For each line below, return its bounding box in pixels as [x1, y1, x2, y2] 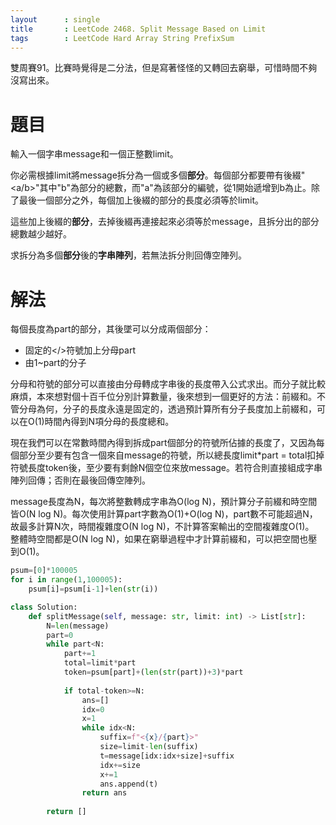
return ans [81, 788, 128, 798]
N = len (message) [46, 621, 110, 631]
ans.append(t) [99, 779, 159, 789]
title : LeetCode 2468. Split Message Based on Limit [10, 24, 267, 34]
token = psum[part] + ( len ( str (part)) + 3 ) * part [63, 667, 244, 677]
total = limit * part [63, 658, 137, 668]
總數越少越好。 [10, 228, 72, 240]
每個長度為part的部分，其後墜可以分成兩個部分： [10, 323, 212, 335]
